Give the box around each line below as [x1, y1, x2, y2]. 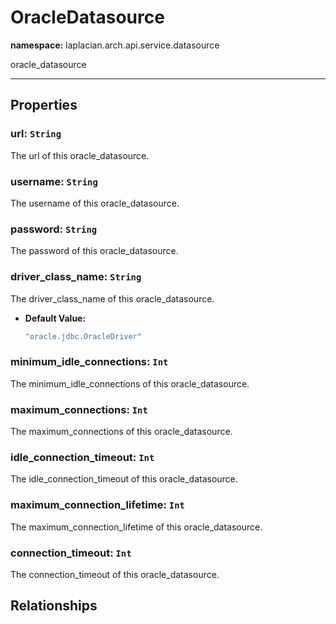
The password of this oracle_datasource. [10, 245, 179, 257]
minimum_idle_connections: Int [10, 355, 169, 369]
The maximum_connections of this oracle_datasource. [10, 425, 233, 437]
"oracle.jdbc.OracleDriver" [24, 331, 142, 341]
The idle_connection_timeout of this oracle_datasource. [10, 473, 238, 485]
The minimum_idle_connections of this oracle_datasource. [10, 377, 250, 390]
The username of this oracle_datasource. [10, 197, 180, 209]
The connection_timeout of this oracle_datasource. [10, 568, 220, 580]
